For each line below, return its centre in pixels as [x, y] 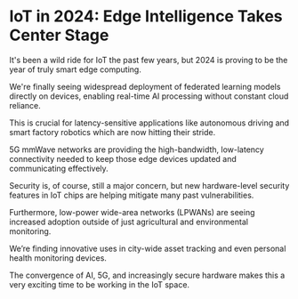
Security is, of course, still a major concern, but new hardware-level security [149, 185]
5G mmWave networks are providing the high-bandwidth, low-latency [137, 149]
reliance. [25, 105]
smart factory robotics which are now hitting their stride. [113, 132]
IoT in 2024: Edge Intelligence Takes [146, 16]
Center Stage [59, 35]
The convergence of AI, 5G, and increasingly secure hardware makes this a [147, 275]
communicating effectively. [59, 168]
